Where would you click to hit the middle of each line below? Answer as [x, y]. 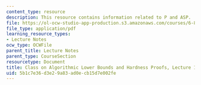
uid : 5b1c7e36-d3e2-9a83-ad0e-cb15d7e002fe [61, 73]
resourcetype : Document [36, 62]
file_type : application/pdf [41, 28]
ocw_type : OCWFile [29, 45]
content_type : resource [36, 12]
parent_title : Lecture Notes [42, 51]
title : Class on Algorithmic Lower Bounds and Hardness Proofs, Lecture [99, 67]
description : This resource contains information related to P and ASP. [99, 17]
